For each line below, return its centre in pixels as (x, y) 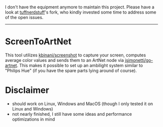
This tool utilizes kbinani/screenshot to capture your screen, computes (76, 55)
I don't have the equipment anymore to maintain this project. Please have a (80, 7)
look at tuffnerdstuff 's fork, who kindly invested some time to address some (81, 12)
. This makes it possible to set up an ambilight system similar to (80, 65)
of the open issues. (24, 17)
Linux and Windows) (33, 109)
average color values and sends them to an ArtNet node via (65, 60)
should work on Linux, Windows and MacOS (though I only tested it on (82, 104)
